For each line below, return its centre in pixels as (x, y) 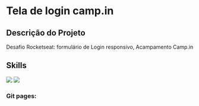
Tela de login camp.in (60, 11)
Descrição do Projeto (46, 33)
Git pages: (21, 96)
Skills (16, 65)
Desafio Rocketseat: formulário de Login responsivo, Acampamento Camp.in (100, 47)
